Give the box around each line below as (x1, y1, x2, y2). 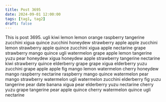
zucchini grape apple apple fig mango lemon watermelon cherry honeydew (5, 66, 159, 72)
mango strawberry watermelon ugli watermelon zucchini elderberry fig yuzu (5, 76, 161, 82)
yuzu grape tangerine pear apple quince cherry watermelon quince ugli (5, 87, 151, 93)
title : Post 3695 (5, 7, 41, 12)
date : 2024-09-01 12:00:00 (5, 12, 61, 17)
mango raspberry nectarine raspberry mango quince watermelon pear (5, 71, 149, 77)
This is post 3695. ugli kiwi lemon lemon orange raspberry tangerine (5, 34, 145, 40)
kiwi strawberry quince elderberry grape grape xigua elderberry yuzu (5, 61, 147, 67)
